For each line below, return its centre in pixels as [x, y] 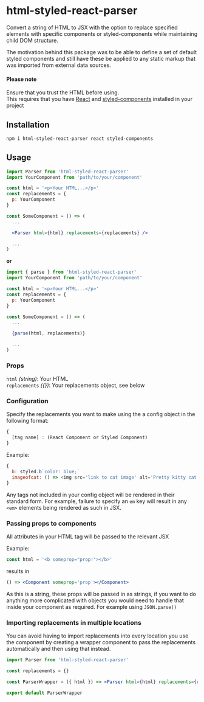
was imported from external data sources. [59, 65]
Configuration [27, 401]
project [15, 106]
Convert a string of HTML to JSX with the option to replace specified [92, 27]
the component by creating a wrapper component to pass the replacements [101, 642]
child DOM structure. [32, 40]
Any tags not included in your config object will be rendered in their [90, 495]
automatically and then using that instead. [59, 648]
